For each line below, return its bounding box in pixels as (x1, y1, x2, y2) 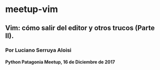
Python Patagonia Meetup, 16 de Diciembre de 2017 (5, 59, 115, 65)
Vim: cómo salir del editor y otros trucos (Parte (5, 24, 155, 32)
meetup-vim (5, 4, 58, 15)
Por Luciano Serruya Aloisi (5, 46, 71, 53)
